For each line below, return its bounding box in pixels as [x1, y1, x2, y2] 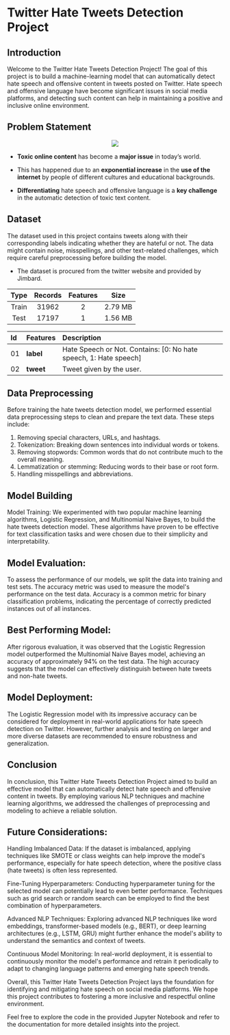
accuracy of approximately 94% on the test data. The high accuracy [7, 657, 200, 665]
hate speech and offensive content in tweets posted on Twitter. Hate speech [7, 80, 222, 87]
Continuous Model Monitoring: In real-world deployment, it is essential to [7, 950, 213, 958]
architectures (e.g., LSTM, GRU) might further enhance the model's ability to [7, 929, 222, 938]
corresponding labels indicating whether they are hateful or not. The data [7, 239, 214, 247]
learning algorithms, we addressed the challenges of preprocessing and [7, 799, 210, 807]
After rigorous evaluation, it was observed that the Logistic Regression [7, 642, 205, 651]
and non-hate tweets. [7, 671, 68, 680]
